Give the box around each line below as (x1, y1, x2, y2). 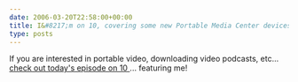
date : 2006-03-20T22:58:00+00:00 (9, 12, 133, 22)
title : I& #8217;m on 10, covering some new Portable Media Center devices (9, 21, 292, 30)
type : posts (9, 29, 53, 38)
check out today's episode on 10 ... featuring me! (9, 63, 188, 73)
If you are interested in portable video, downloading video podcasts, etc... (9, 54, 279, 64)
